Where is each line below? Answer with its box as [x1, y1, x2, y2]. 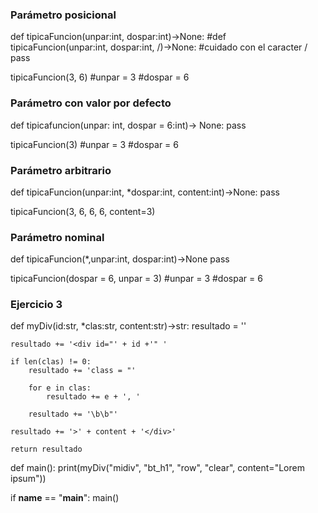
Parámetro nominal [10, 230, 105, 244]
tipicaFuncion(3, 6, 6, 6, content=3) [10, 205, 156, 217]
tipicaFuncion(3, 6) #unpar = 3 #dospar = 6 [10, 71, 190, 83]
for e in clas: [28, 383, 92, 393]
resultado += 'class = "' [28, 366, 137, 376]
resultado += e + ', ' [46, 392, 141, 402]
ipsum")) [10, 473, 47, 485]
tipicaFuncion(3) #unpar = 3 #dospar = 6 [10, 138, 179, 150]
